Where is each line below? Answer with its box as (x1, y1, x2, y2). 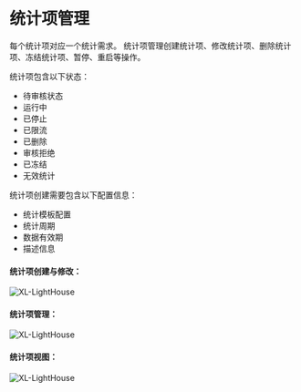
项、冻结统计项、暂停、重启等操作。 (9, 51, 146, 62)
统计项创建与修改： (9, 265, 82, 276)
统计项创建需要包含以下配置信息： (9, 189, 138, 201)
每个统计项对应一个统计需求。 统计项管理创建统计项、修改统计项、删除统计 (9, 40, 292, 51)
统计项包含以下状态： (9, 70, 89, 82)
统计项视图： (9, 351, 57, 362)
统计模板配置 (22, 209, 71, 220)
